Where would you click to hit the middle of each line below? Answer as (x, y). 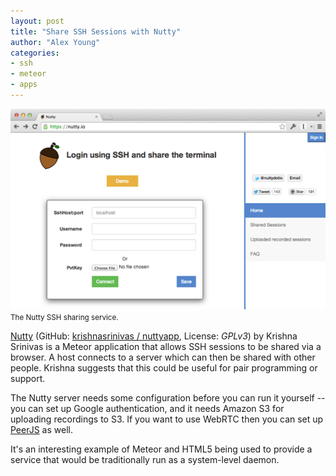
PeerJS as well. (41, 430)
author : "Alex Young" (55, 42)
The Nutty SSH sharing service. (64, 318)
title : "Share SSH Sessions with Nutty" (96, 31)
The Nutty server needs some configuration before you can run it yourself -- (168, 398)
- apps (24, 85)
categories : (35, 53)
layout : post (37, 21)
